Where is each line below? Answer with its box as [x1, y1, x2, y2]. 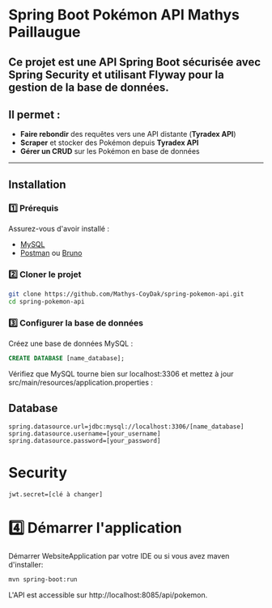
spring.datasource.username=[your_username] [8, 430, 161, 438]
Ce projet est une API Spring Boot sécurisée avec [8, 55, 261, 69]
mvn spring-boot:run [8, 575, 79, 584]
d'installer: [8, 559, 44, 569]
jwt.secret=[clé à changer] [8, 491, 104, 499]
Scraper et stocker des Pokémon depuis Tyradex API [19, 138, 199, 147]
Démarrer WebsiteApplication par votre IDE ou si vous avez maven [8, 551, 230, 560]
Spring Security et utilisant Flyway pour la [8, 67, 224, 82]
